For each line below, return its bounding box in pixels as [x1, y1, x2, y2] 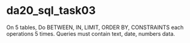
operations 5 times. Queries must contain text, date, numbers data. [6, 30, 175, 37]
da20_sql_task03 [6, 4, 96, 18]
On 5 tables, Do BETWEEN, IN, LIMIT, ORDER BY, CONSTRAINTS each [6, 24, 184, 31]
